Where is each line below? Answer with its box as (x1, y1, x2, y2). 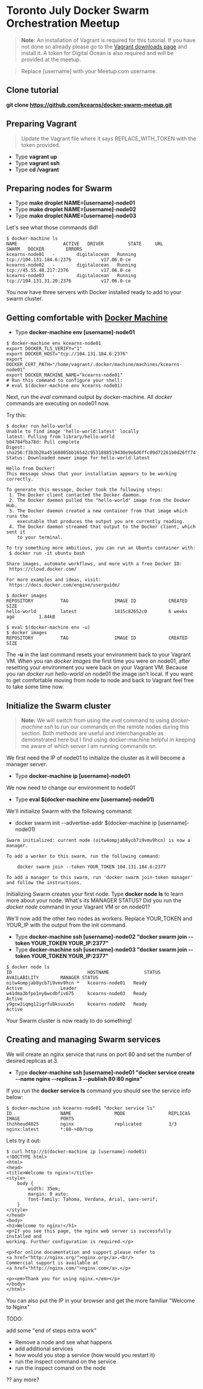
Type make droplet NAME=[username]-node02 (14, 206, 137, 213)
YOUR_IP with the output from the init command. (6, 921, 127, 928)
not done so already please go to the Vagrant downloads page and (21, 43, 187, 50)
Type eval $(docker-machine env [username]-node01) (14, 796, 155, 803)
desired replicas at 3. (6, 1057, 59, 1064)
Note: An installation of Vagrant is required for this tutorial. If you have (21, 36, 196, 44)
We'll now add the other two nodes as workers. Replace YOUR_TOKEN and (6, 915, 192, 922)
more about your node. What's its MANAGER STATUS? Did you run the (6, 897, 182, 904)
